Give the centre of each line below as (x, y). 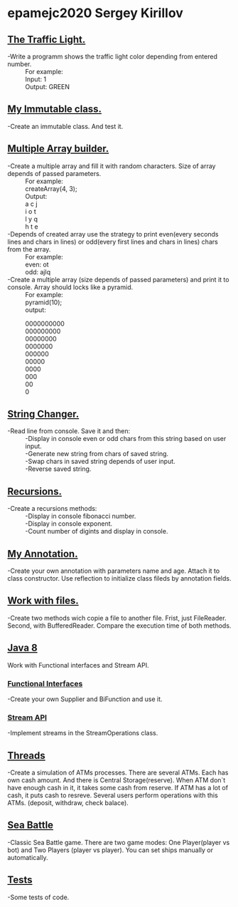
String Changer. (43, 414)
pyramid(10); (44, 302)
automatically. (28, 857)
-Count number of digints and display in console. (97, 532)
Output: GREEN (47, 87)
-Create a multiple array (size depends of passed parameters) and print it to (118, 279)
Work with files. (43, 601)
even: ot (37, 264)
